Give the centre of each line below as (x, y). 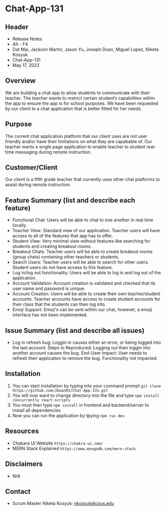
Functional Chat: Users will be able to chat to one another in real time (83, 220)
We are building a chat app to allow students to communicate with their (78, 93)
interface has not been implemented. (50, 315)
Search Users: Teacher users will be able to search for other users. (81, 262)
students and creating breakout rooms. (52, 247)
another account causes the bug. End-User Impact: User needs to (80, 353)
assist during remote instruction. (38, 185)
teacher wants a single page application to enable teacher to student (75, 146)
